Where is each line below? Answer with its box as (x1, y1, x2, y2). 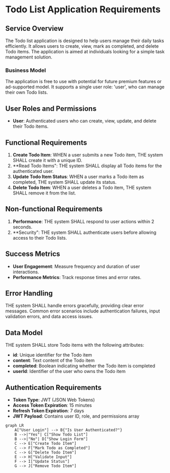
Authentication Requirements (5, 383, 102, 392)
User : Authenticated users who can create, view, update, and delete (12, 118, 157, 124)
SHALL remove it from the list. (12, 190, 76, 196)
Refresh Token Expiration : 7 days (12, 407, 84, 413)
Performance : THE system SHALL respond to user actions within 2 (12, 218, 155, 224)
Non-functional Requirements (5, 205, 103, 213)
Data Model (5, 328, 43, 337)
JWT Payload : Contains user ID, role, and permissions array (12, 413, 140, 419)
